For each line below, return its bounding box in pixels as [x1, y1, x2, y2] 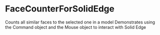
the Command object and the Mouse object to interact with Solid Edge [5, 24, 146, 30]
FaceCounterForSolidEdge [5, 3, 115, 14]
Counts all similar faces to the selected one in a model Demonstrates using [5, 19, 155, 25]
